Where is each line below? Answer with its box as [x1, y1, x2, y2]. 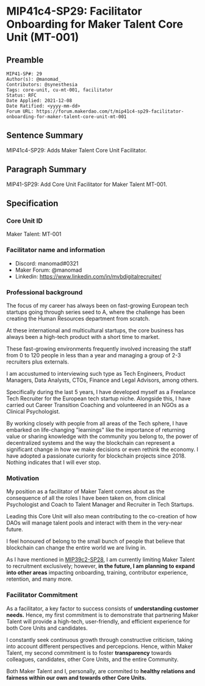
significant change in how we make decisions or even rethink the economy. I [6, 446, 198, 453]
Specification [6, 198, 59, 209]
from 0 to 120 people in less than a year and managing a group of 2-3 [6, 351, 181, 359]
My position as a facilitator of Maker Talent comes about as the [6, 488, 165, 495]
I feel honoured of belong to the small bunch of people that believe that [6, 537, 185, 545]
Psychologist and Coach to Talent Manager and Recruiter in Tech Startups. [6, 501, 194, 509]
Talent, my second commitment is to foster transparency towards [6, 649, 172, 656]
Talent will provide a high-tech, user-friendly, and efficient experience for [6, 617, 191, 625]
